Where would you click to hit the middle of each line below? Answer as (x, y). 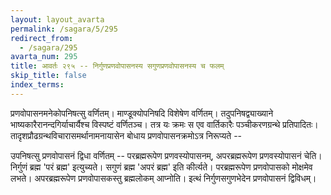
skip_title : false (48, 76)
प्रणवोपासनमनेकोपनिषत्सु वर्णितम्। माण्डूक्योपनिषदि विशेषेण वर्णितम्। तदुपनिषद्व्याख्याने (142, 113)
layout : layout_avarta (57, 19)
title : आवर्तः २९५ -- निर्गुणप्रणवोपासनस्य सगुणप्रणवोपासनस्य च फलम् (117, 66)
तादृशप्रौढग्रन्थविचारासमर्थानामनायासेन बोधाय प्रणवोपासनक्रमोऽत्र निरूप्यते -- (126, 135)
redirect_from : (42, 38)
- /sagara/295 (48, 47)
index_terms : (37, 85)
